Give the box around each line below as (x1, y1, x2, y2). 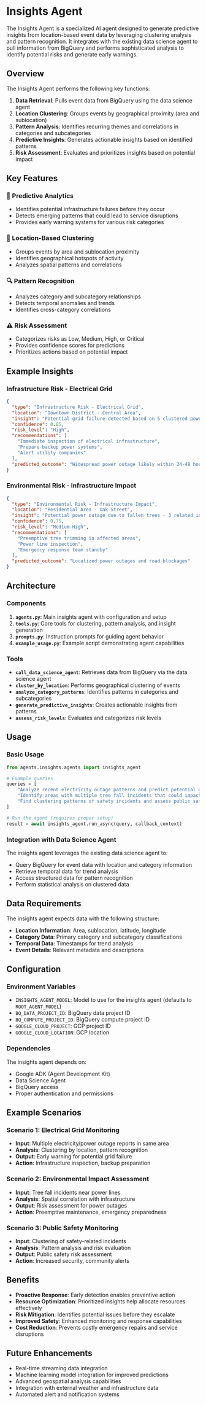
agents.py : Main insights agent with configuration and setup (15, 613, 167, 621)
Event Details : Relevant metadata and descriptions (15, 946, 144, 953)
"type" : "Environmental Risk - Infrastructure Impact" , (12, 501, 158, 507)
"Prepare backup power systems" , (17, 444, 103, 451)
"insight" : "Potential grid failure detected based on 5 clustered (12, 416, 188, 422)
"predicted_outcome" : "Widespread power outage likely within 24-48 (12, 461, 191, 467)
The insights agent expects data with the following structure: (6, 915, 159, 922)
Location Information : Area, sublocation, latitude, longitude (15, 926, 166, 934)
